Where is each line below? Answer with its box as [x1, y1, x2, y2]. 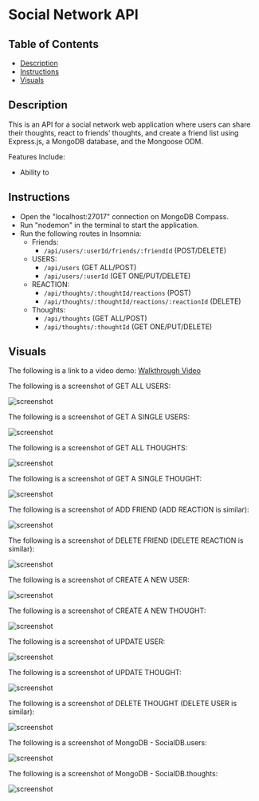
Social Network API [8, 6, 139, 24]
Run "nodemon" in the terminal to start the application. [19, 220, 199, 230]
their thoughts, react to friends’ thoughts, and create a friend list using [8, 128, 239, 137]
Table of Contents [8, 37, 100, 51]
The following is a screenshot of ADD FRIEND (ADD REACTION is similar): [8, 505, 249, 515]
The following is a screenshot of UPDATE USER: [8, 637, 166, 646]
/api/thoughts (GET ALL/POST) [43, 313, 147, 323]
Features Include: [8, 151, 65, 161]
